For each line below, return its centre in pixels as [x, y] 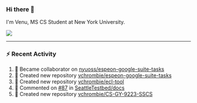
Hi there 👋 [21, 9]
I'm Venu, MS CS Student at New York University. [66, 22]
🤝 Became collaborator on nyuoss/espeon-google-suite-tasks [89, 69]
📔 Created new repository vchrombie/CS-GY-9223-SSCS [84, 94]
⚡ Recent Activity [31, 54]
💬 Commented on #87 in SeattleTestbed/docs [69, 88]
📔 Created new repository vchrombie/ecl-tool [69, 81]
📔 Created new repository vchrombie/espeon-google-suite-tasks [93, 75]
